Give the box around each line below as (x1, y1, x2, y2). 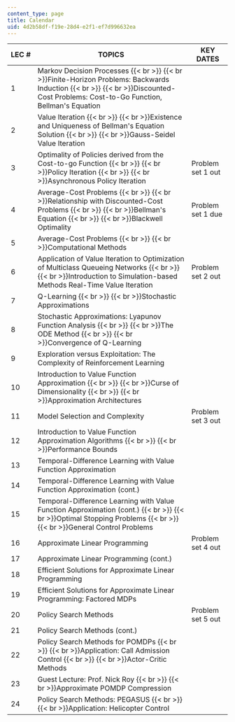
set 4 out (191, 543, 221, 553)
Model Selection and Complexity (37, 411, 145, 421)
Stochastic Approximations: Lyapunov (37, 312, 162, 322)
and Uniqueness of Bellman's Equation (37, 121, 164, 131)
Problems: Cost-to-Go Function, (55, 92, 162, 102)
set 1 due (191, 209, 222, 219)
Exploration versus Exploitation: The (37, 349, 156, 359)
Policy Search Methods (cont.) (37, 625, 138, 635)
